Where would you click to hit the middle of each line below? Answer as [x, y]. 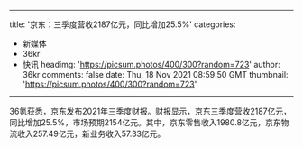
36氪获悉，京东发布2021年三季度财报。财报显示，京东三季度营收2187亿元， [150, 111]
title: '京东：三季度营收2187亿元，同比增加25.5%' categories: [123, 24]
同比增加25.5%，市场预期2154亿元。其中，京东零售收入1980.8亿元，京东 [145, 122]
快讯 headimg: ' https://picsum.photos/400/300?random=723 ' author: [151, 64]
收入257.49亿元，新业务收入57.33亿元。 [91, 133]
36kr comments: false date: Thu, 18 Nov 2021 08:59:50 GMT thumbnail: [155, 74]
